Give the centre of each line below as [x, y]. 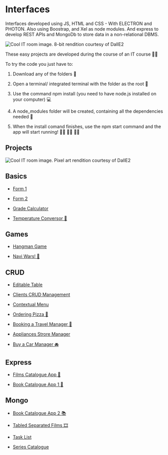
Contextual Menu [31, 305]
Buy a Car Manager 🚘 [36, 344]
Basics [16, 176]
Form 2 [20, 198]
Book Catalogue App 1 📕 [38, 384]
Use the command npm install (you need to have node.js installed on [85, 93]
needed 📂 [23, 116]
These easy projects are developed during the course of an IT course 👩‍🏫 [81, 54]
